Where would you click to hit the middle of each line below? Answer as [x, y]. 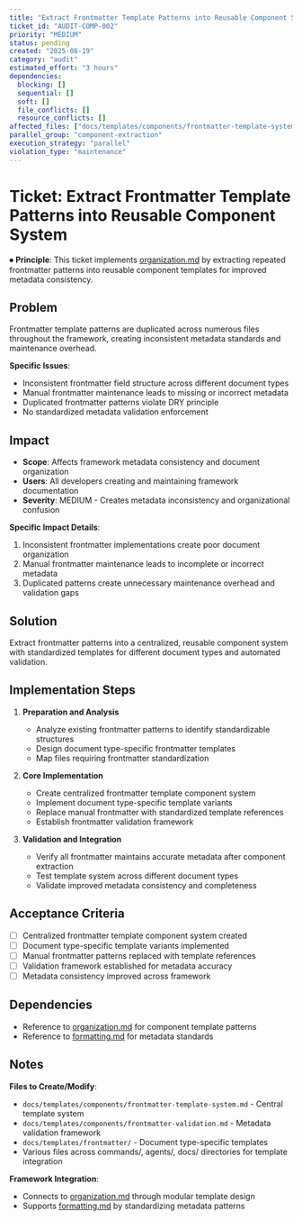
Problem [34, 307]
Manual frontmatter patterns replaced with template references [139, 955]
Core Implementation [62, 775]
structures [55, 739]
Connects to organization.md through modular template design [139, 1196]
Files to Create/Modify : [53, 1086]
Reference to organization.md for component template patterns [139, 1026]
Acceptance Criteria [67, 914]
